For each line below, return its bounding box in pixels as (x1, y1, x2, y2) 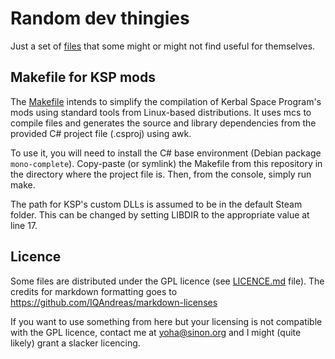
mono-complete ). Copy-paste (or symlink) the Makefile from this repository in (10, 157, 323, 169)
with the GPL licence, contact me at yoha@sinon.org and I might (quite (10, 326, 302, 338)
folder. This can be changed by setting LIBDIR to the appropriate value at (10, 208, 310, 221)
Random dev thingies (10, 7, 190, 30)
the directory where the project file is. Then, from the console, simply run (10, 168, 312, 180)
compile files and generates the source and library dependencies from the (10, 117, 317, 129)
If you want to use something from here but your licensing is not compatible (10, 315, 323, 327)
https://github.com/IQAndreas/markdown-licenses (10, 296, 218, 308)
